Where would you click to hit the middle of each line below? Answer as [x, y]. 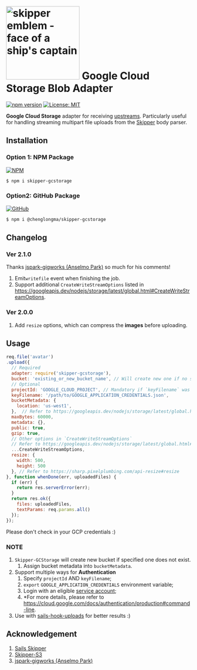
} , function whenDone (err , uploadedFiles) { [61, 477]
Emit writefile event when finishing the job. [67, 278]
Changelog [27, 238]
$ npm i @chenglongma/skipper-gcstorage [56, 219]
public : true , [28, 428]
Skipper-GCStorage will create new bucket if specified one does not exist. [103, 559]
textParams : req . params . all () [54, 509]
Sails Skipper [30, 648]
